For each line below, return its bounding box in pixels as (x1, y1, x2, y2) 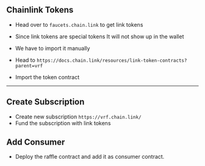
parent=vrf (15, 63, 43, 69)
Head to (15, 56, 35, 63)
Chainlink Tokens (6, 5, 74, 15)
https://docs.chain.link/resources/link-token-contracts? (36, 57, 187, 63)
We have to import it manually (15, 44, 90, 52)
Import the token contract (15, 73, 80, 81)
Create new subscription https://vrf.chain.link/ (15, 112, 142, 120)
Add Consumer (6, 137, 65, 148)
